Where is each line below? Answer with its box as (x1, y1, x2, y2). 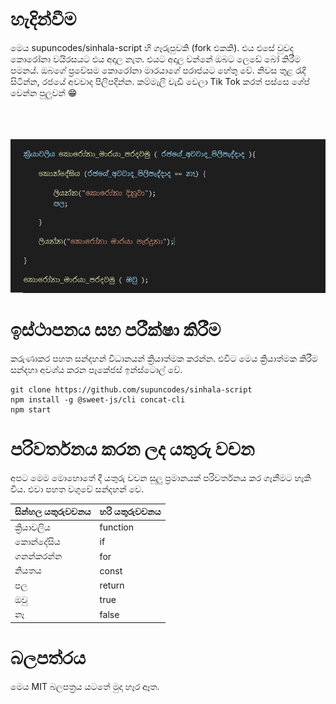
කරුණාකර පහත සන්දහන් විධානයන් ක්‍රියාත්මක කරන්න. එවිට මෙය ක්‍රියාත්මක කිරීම (10, 352, 318, 364)
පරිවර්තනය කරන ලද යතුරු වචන (10, 438, 255, 461)
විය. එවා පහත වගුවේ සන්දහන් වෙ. (10, 483, 145, 495)
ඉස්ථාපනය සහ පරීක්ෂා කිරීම (10, 319, 222, 342)
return (99, 579, 125, 592)
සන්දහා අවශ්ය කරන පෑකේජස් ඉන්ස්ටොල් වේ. (10, 363, 183, 375)
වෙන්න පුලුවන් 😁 (10, 86, 78, 98)
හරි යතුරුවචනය (99, 506, 162, 518)
